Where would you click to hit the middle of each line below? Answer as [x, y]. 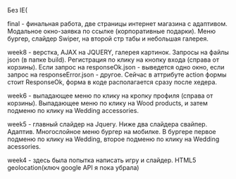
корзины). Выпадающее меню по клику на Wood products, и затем [107, 103]
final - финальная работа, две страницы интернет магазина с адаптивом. [117, 24]
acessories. [24, 146]
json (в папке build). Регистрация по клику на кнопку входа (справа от [113, 60]
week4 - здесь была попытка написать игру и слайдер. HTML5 [102, 160]
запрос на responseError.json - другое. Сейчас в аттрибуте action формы [117, 74]
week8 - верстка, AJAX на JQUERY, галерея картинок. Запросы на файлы [118, 52]
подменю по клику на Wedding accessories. [73, 111]
